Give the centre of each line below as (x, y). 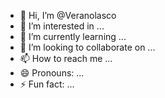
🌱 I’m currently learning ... (73, 36)
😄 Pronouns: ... (52, 73)
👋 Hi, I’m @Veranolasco (68, 15)
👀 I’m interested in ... (62, 26)
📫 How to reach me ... (66, 58)
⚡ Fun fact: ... (47, 84)
